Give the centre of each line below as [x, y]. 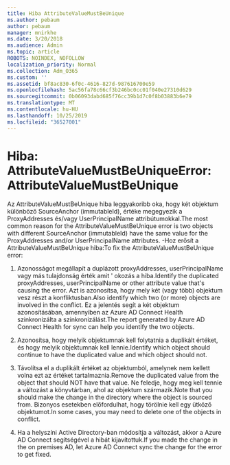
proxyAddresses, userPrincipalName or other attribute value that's [111, 283]
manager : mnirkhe [32, 33]
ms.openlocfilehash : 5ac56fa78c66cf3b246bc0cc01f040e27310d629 [100, 90]
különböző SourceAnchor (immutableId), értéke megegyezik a [95, 212]
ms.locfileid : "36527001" [44, 122]
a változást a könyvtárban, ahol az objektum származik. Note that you [115, 390]
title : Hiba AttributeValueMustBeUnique [66, 13]
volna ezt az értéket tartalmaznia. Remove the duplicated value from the [118, 376]
